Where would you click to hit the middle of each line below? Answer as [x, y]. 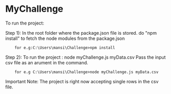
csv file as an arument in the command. [47, 62]
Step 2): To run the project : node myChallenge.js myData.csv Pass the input [86, 57]
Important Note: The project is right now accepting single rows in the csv [82, 81]
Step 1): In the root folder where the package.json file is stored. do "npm [81, 33]
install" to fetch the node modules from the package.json [65, 38]
